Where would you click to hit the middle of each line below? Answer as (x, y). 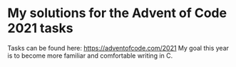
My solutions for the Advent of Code (117, 13)
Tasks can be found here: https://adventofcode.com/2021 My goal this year (118, 48)
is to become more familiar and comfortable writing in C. (90, 56)
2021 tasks (40, 28)
